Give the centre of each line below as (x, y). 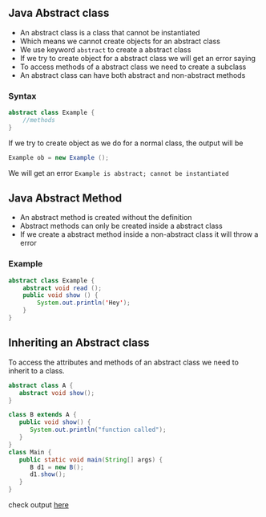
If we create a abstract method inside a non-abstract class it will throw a (139, 234)
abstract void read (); (62, 288)
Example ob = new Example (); (59, 157)
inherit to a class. (37, 370)
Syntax (22, 96)
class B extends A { (43, 415)
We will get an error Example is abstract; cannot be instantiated (119, 173)
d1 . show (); (48, 474)
